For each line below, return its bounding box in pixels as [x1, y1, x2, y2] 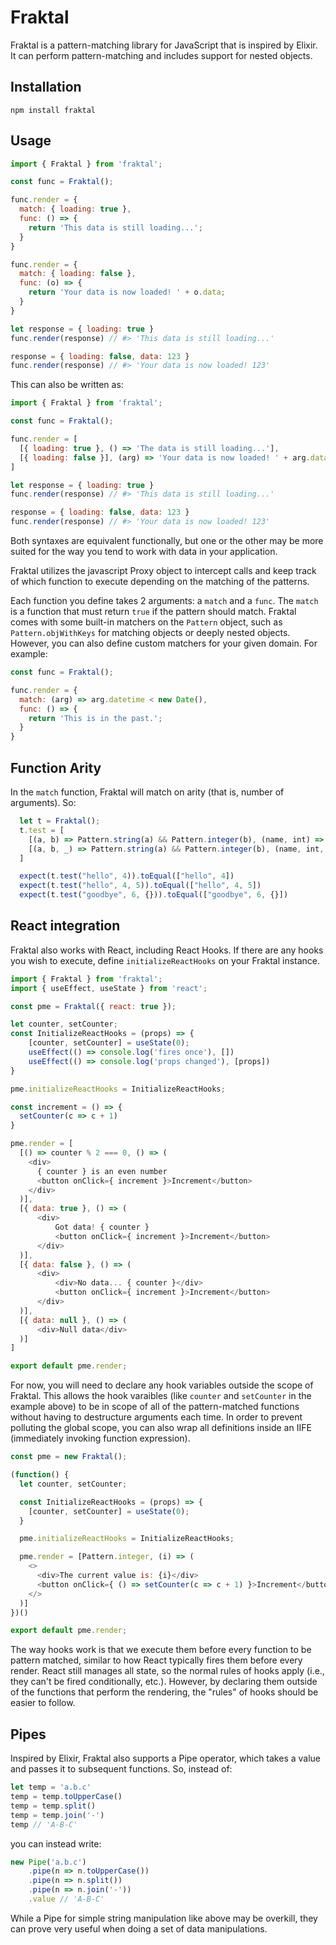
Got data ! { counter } [54, 1222, 150, 1233]
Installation [10, 79, 82, 96]
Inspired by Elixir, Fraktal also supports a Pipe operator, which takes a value [10, 1752, 322, 1765]
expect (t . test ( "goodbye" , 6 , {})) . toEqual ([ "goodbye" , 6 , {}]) [19, 890, 289, 900]
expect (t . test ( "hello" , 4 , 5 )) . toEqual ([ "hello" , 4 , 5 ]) [19, 881, 262, 891]
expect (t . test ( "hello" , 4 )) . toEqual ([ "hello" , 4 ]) [19, 871, 235, 881]
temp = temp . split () [10, 1801, 97, 1811]
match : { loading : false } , [19, 269, 137, 279]
